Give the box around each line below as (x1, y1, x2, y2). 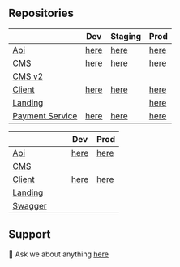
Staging (110, 30, 142, 41)
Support (8, 227, 51, 242)
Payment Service (12, 110, 78, 121)
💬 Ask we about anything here (8, 249, 109, 259)
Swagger (12, 200, 47, 211)
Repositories (8, 6, 75, 20)
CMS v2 (12, 71, 44, 82)
